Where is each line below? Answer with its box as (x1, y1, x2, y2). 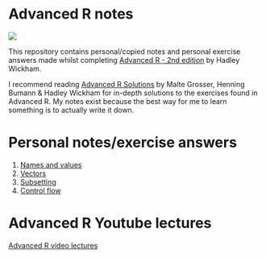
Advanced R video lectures (8, 240, 98, 250)
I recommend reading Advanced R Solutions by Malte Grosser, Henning (8, 79, 245, 89)
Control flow (19, 185, 62, 195)
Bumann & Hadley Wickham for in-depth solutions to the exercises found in (8, 88, 258, 98)
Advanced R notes (8, 5, 134, 23)
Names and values (19, 160, 82, 169)
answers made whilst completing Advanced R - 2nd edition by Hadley (8, 55, 240, 64)
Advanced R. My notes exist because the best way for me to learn (8, 96, 227, 106)
